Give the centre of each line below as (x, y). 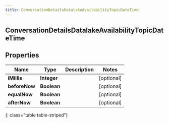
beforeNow (21, 86)
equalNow (20, 94)
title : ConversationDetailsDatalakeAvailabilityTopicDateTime (72, 10)
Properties (22, 55)
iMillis (15, 78)
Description (79, 70)
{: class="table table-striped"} (37, 115)
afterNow (19, 102)
